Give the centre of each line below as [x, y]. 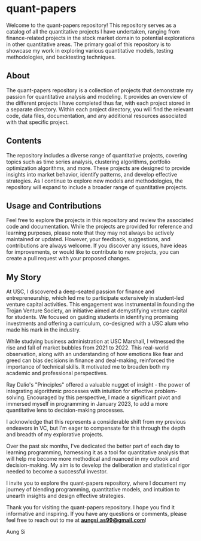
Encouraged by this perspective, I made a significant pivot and [104, 397]
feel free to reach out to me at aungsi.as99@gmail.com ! [76, 520]
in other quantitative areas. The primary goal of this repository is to [89, 44]
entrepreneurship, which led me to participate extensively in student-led [95, 298]
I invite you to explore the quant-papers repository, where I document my [96, 483]
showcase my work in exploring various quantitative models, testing [90, 50]
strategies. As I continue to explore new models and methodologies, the [95, 181]
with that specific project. [38, 122]
